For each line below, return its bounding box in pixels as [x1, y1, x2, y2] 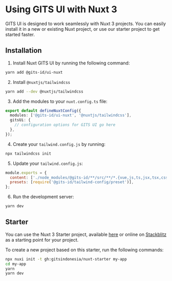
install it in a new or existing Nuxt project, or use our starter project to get [5, 26, 160, 32]
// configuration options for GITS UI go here [14, 122, 116, 127]
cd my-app [5, 261, 27, 267]
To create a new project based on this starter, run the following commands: [5, 247, 164, 253]
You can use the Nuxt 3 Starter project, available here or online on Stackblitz [5, 231, 167, 237]
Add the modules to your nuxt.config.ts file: [12, 98, 107, 104]
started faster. [5, 31, 35, 37]
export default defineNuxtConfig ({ [5, 108, 81, 113]
